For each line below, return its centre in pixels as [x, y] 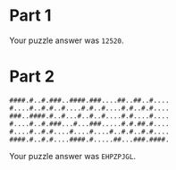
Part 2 [32, 76]
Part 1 [30, 16]
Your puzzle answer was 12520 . [67, 40]
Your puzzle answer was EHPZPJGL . [73, 156]
